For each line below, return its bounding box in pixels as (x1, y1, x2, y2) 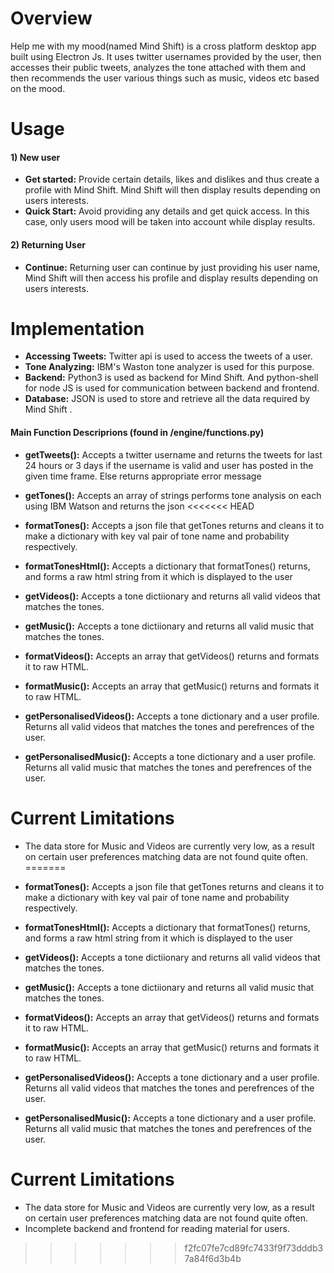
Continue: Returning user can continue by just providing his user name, (24, 261, 321, 273)
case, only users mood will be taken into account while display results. (24, 216, 316, 228)
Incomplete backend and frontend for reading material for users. (24, 1222, 290, 1234)
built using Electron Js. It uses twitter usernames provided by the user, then (10, 50, 322, 62)
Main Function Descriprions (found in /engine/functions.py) (10, 427, 265, 439)
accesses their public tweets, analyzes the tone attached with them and (10, 61, 307, 73)
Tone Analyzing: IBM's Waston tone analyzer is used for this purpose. (24, 361, 315, 373)
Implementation (10, 317, 145, 340)
